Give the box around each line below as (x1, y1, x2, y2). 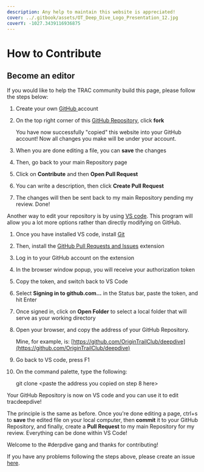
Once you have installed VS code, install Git (15, 231, 125, 238)
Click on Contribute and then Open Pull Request (15, 171, 138, 178)
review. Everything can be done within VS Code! (7, 429, 127, 437)
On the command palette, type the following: (15, 368, 127, 375)
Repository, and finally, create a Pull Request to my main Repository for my (7, 423, 195, 430)
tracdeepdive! (7, 398, 42, 406)
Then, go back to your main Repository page (15, 159, 127, 166)
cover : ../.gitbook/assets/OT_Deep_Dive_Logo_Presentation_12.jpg (7, 15, 178, 21)
